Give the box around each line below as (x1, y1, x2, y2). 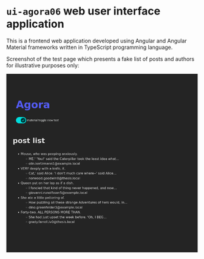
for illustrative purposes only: (6, 62, 80, 69)
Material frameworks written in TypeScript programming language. (6, 44, 173, 51)
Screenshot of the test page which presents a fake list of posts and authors (6, 55, 195, 62)
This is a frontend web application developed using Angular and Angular (6, 37, 187, 44)
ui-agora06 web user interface (6, 4, 161, 18)
